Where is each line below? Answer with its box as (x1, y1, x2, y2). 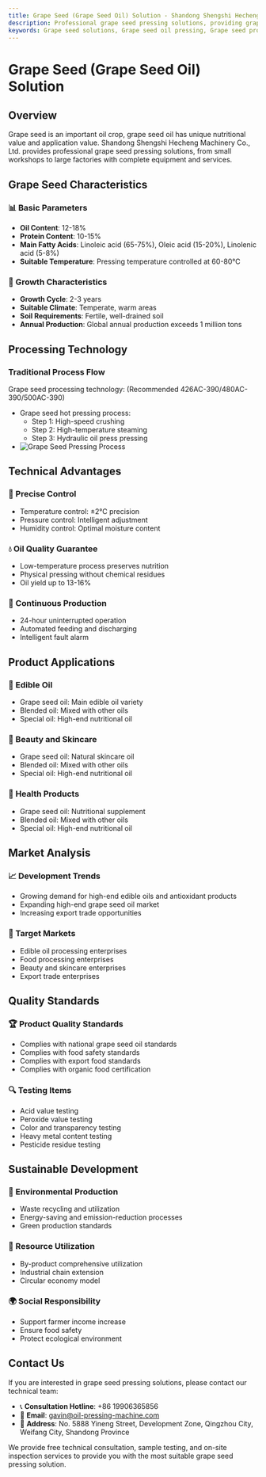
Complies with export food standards (19, 1056, 141, 1066)
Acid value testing (19, 1106, 79, 1115)
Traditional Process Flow (8, 366, 105, 377)
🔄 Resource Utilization (8, 1241, 95, 1252)
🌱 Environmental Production (8, 1186, 119, 1197)
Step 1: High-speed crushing (31, 417, 125, 426)
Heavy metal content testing (19, 1131, 112, 1140)
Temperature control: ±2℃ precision (19, 506, 140, 516)
